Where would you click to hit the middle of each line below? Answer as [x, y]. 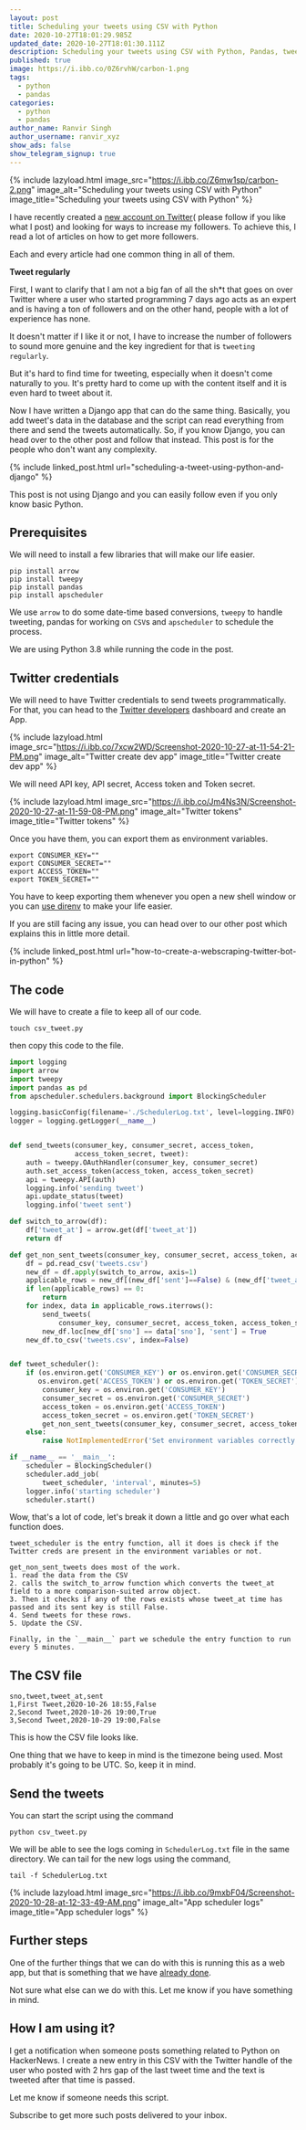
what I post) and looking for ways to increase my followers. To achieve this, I [153, 227]
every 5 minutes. [42, 1648]
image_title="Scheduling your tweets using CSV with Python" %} [131, 199]
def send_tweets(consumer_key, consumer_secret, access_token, [132, 1146]
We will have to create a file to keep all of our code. [106, 1012]
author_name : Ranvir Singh [61, 129]
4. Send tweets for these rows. [71, 1616]
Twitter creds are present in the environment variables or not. [136, 1552]
